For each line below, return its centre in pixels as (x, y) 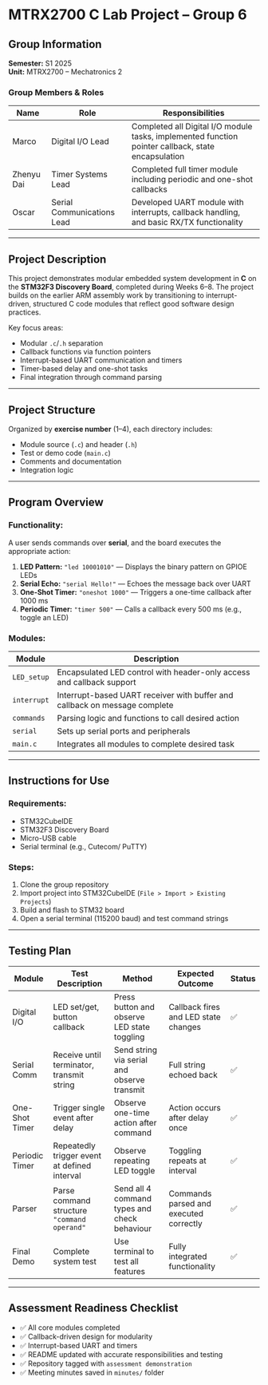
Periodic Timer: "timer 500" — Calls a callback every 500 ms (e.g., (130, 609)
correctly (186, 1223)
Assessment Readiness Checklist (93, 1308)
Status (243, 978)
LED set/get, (76, 1007)
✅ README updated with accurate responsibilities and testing (121, 1354)
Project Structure (52, 410)
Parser (25, 1209)
